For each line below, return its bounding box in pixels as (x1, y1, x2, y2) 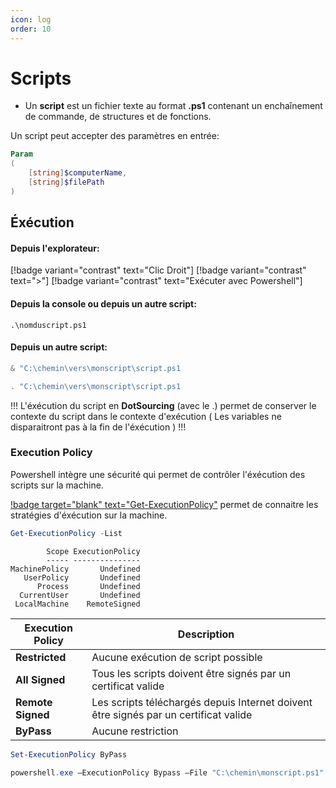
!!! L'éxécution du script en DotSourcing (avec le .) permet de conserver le (10, 399, 317, 411)
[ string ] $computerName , (28, 168, 128, 178)
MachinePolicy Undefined (10, 564, 141, 574)
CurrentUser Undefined (19, 590, 141, 600)
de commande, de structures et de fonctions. (24, 111, 212, 123)
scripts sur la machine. (10, 479, 104, 491)
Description (177, 627, 235, 641)
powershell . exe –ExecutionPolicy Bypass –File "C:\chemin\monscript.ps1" (10, 767, 325, 778)
